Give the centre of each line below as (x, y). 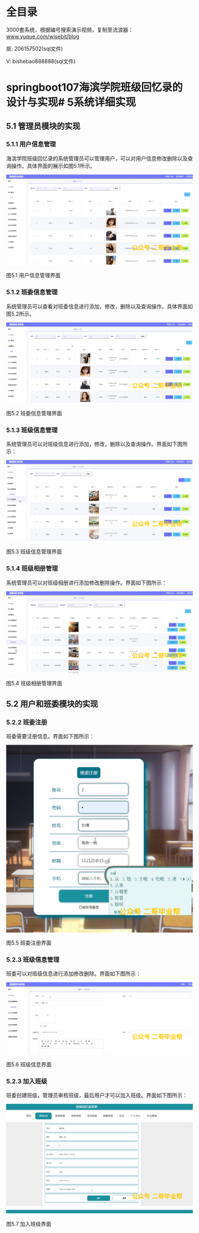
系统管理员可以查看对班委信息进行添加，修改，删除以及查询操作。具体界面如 (99, 306)
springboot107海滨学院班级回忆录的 (94, 88)
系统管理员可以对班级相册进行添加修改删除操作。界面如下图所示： (86, 583)
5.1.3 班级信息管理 (32, 430)
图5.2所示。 (20, 314)
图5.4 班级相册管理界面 (34, 684)
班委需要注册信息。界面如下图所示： (50, 736)
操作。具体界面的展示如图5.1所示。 (53, 166)
